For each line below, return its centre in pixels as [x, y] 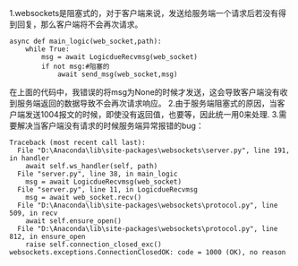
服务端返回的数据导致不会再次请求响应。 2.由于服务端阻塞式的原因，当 [147, 103]
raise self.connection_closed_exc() [94, 245]
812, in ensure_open [48, 236]
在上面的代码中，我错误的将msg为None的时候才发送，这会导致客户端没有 [145, 92]
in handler [30, 159]
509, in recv [34, 213]
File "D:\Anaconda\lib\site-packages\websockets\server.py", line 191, [154, 150]
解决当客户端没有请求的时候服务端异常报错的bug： [110, 125]
